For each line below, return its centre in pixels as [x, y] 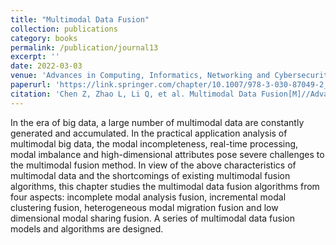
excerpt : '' [35, 57]
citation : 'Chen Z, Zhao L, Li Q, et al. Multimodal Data [133, 94]
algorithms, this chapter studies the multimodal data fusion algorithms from [165, 186]
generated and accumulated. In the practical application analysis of [149, 133]
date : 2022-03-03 [46, 66]
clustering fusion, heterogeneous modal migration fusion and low [144, 207]
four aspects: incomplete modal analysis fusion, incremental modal [148, 197]
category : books [44, 38]
